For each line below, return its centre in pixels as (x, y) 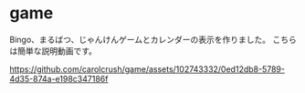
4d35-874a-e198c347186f (59, 78)
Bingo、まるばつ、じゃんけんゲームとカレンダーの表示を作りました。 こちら (153, 39)
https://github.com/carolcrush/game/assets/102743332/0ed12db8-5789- (147, 69)
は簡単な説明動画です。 (53, 51)
